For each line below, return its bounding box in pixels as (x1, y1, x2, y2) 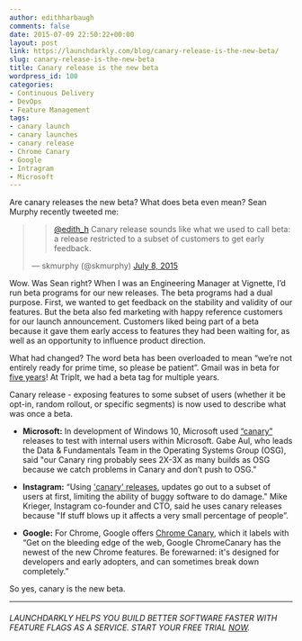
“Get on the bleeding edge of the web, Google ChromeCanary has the (22, 537, 281, 548)
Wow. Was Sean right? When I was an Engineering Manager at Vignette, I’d (9, 278, 286, 289)
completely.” (22, 566, 69, 577)
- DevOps (9, 96, 42, 106)
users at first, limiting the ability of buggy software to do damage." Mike (22, 492, 288, 502)
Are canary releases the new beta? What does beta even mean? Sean (9, 197, 267, 208)
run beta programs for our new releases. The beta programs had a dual (9, 287, 273, 298)
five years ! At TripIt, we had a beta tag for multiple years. (9, 372, 220, 383)
